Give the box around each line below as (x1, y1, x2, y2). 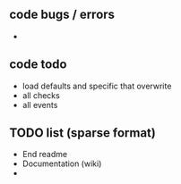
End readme (22, 149, 68, 160)
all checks (22, 89, 60, 101)
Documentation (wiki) (22, 158, 102, 169)
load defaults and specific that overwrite (22, 80, 172, 91)
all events (22, 99, 58, 110)
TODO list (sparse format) (9, 125, 157, 141)
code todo (9, 57, 67, 72)
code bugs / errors (9, 7, 115, 22)
